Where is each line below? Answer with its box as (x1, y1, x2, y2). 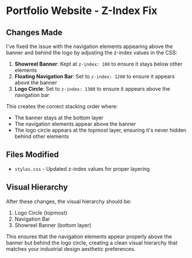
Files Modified (6, 150, 60, 160)
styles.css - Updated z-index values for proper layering (14, 165, 150, 172)
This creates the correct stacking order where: (6, 103, 118, 109)
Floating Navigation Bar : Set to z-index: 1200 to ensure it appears (14, 73, 175, 80)
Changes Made (6, 27, 62, 37)
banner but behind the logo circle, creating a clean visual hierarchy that (6, 239, 178, 246)
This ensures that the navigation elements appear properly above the (6, 233, 172, 240)
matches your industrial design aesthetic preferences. (6, 245, 136, 252)
